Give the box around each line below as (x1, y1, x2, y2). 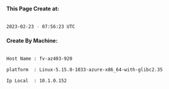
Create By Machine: (6, 37, 58, 44)
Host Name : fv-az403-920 (6, 55, 72, 62)
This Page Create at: (6, 5, 59, 12)
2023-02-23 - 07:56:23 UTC (6, 24, 75, 30)
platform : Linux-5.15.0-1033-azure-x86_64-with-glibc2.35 (6, 67, 163, 73)
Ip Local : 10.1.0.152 (6, 78, 67, 84)
